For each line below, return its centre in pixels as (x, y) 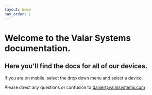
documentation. (38, 48)
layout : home (18, 9)
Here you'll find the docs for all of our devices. (76, 66)
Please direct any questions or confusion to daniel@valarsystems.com (75, 87)
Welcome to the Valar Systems (68, 38)
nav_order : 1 (18, 14)
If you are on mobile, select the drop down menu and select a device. (74, 78)
